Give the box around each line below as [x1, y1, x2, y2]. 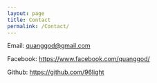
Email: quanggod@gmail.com [7, 42, 91, 50]
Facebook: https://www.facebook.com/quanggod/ [7, 55, 150, 63]
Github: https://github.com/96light [7, 68, 105, 76]
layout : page [7, 10, 45, 17]
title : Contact [7, 16, 51, 23]
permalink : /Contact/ [7, 23, 70, 29]
